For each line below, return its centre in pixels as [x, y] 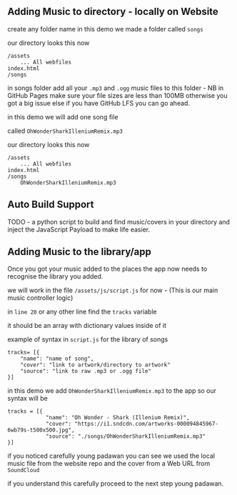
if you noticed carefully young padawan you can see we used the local [111, 456]
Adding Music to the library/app [79, 252]
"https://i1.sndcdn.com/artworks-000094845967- [147, 424]
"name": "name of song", [57, 359]
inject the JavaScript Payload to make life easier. [79, 229]
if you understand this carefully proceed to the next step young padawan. [116, 484]
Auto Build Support [51, 205]
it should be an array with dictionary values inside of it [87, 326]
